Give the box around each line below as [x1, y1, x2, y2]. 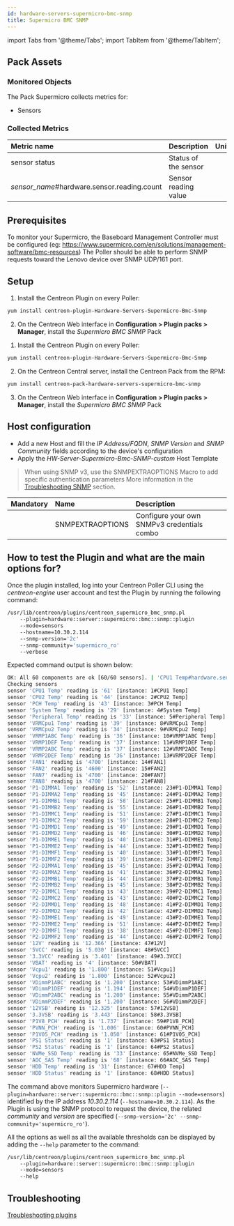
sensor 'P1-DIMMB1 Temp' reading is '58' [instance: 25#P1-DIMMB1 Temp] [7, 797, 223, 805]
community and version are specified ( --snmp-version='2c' [7, 1112, 178, 1120]
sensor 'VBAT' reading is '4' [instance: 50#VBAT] [7, 959, 157, 966]
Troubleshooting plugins [7, 1211, 77, 1220]
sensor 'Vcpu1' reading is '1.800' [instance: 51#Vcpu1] [7, 966, 176, 973]
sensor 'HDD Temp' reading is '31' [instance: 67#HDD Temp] [7, 1063, 186, 1070]
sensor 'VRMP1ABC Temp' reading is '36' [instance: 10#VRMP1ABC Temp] [7, 733, 217, 740]
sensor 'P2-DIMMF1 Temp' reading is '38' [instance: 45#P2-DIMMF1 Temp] [7, 927, 223, 934]
